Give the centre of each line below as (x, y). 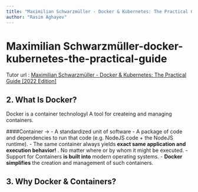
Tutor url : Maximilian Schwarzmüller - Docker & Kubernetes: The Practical (96, 75)
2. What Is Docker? (42, 100)
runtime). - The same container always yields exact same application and (96, 144)
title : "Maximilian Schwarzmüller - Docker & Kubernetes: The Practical (97, 11)
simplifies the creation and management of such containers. (80, 163)
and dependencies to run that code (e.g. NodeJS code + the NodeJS (90, 138)
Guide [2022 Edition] (32, 81)
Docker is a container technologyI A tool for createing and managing (89, 114)
